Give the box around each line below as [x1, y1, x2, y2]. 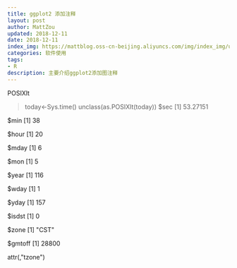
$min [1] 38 [7, 116, 40, 124]
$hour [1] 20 [7, 130, 44, 138]
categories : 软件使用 [7, 50, 67, 57]
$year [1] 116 [7, 171, 44, 179]
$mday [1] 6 [7, 143, 42, 152]
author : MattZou [7, 23, 55, 30]
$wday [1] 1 [7, 184, 40, 193]
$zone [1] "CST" [7, 225, 55, 233]
